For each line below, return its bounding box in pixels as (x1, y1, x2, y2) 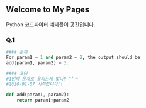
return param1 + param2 (16, 97, 69, 103)
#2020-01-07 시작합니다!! (6, 81, 63, 87)
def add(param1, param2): (6, 92, 69, 98)
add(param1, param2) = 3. (6, 60, 69, 66)
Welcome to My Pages (6, 5, 90, 15)
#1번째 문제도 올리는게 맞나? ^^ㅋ (6, 76, 78, 82)
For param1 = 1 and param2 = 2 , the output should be (6, 54, 141, 60)
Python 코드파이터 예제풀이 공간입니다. (6, 20, 96, 28)
